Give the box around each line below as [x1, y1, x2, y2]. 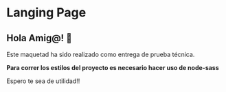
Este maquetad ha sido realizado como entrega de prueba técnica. [6, 50, 195, 58]
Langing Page [6, 5, 87, 21]
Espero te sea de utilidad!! [6, 77, 80, 85]
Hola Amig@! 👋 [6, 32, 73, 44]
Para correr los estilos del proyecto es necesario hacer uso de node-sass [6, 64, 219, 71]
